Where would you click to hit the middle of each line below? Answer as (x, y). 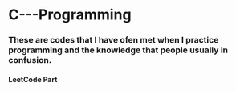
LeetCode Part (33, 79)
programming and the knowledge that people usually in (118, 50)
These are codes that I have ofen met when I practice (114, 40)
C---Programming (70, 15)
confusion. (30, 60)
